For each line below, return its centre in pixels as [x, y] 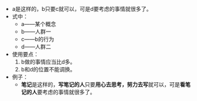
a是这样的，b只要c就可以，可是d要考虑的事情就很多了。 [82, 9]
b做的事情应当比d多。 [48, 62]
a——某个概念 [38, 24]
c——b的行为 [37, 39]
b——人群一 [36, 31]
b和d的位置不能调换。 [48, 69]
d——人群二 [36, 47]
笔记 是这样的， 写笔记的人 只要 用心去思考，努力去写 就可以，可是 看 [103, 84]
